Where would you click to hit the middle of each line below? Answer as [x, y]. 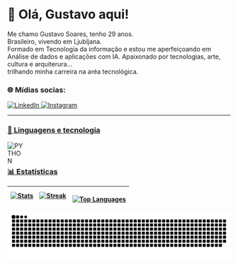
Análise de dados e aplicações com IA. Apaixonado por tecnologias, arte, [114, 57]
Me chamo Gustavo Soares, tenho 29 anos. [70, 34]
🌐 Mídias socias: [36, 90]
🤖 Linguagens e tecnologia [54, 130]
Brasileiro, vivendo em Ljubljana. [55, 41]
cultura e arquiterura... [40, 64]
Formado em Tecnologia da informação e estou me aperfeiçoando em [109, 49]
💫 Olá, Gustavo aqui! [68, 14]
